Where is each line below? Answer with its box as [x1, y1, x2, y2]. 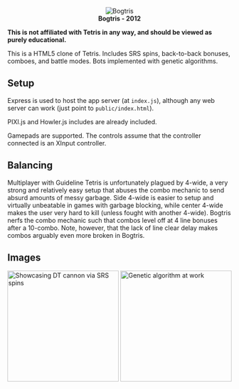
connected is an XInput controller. [7, 138, 107, 147]
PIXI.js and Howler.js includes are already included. [7, 117, 158, 126]
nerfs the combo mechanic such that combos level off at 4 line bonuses [7, 216, 218, 224]
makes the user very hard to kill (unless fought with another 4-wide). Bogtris [7, 208, 231, 217]
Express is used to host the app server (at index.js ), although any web [7, 96, 216, 104]
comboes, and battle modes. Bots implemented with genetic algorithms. [7, 57, 218, 65]
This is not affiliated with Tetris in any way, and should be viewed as [7, 28, 212, 36]
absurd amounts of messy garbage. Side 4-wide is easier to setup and [7, 193, 214, 202]
